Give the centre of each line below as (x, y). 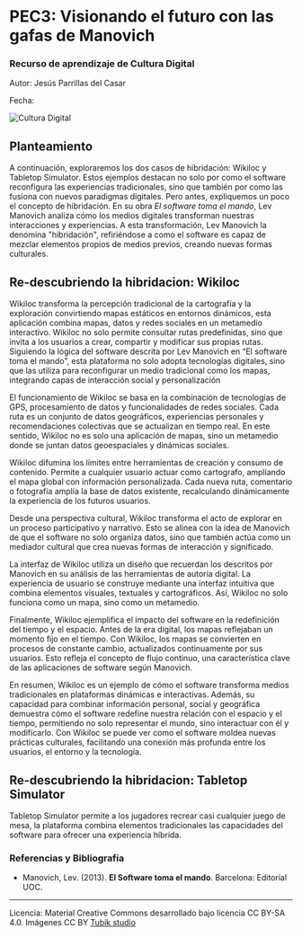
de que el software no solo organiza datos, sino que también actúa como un (150, 537)
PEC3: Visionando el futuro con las (142, 17)
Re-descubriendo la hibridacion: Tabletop (129, 780)
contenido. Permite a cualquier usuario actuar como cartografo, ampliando (147, 473)
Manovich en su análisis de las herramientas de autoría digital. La (130, 574)
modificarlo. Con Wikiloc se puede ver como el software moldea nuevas (142, 733)
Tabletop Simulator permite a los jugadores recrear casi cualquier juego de (147, 816)
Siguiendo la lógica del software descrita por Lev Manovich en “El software (148, 351)
